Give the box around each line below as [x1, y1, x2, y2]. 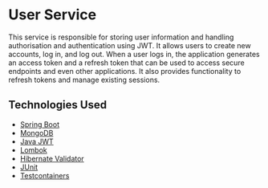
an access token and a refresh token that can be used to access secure [8, 58, 245, 67]
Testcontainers [19, 170, 70, 180]
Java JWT [19, 137, 54, 146]
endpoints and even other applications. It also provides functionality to [8, 66, 242, 76]
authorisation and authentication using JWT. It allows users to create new [8, 40, 251, 50]
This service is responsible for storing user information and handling [8, 32, 234, 42]
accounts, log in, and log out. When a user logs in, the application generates [8, 49, 260, 59]
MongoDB [19, 128, 54, 137]
